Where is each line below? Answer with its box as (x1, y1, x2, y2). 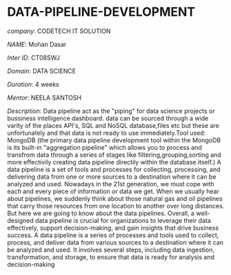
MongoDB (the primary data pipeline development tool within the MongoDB (7, 135, 221, 144)
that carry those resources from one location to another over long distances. (7, 201, 225, 210)
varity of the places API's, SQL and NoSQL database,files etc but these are (7, 121, 219, 129)
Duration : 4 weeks (7, 80, 60, 88)
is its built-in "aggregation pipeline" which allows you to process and (7, 143, 202, 151)
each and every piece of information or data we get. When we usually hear (7, 187, 219, 195)
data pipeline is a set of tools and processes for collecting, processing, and (7, 165, 221, 173)
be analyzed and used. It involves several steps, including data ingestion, (7, 245, 215, 254)
